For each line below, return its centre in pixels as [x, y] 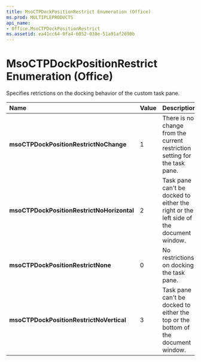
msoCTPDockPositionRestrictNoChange [68, 145]
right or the [178, 211]
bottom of [176, 328]
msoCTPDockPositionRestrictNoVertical [68, 320]
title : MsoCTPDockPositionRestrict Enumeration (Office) [79, 12]
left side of [177, 218]
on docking [178, 265]
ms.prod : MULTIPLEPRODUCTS [40, 17]
